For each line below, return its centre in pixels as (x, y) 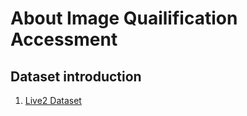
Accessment (64, 39)
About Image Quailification (124, 18)
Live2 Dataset (53, 100)
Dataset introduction (76, 76)
